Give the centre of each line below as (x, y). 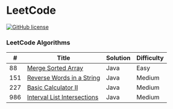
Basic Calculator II (52, 87)
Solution (118, 58)
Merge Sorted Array (55, 68)
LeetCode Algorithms (38, 43)
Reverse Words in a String (64, 78)
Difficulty (150, 58)
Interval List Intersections (63, 98)
